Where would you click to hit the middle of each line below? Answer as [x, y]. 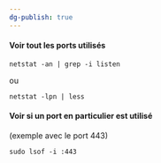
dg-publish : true [41, 17]
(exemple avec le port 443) [59, 136]
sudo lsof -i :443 [43, 152]
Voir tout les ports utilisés [57, 46]
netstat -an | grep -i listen [65, 64]
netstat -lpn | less [47, 96]
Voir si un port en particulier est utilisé [81, 116]
